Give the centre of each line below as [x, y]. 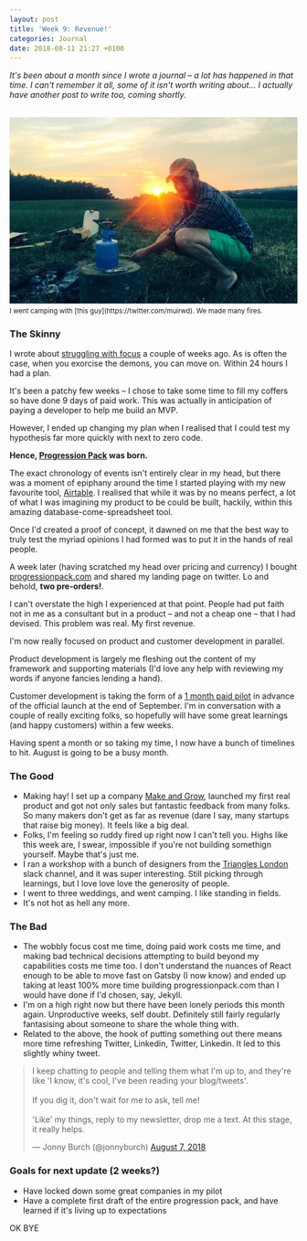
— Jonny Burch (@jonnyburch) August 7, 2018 [119, 1147]
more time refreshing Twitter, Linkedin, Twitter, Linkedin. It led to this [152, 1043]
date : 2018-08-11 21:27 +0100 [67, 48]
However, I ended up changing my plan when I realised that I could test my [150, 428]
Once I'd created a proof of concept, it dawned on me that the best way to [149, 530]
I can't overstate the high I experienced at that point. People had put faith [147, 604]
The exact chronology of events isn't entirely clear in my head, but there [145, 473]
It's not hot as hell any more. [76, 903]
